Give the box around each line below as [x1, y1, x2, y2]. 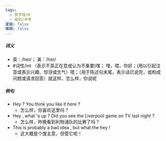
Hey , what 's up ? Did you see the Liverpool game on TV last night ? [12, 113, 155, 119]
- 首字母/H [10, 12, 30, 17]
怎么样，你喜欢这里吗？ [20, 107, 69, 113]
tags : [5, 7, 17, 13]
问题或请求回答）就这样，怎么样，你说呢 [12, 76, 97, 82]
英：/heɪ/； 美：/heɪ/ [12, 56, 57, 62]
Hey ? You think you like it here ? [12, 101, 81, 107]
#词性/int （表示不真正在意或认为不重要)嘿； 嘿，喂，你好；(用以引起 [12, 63, 156, 69]
